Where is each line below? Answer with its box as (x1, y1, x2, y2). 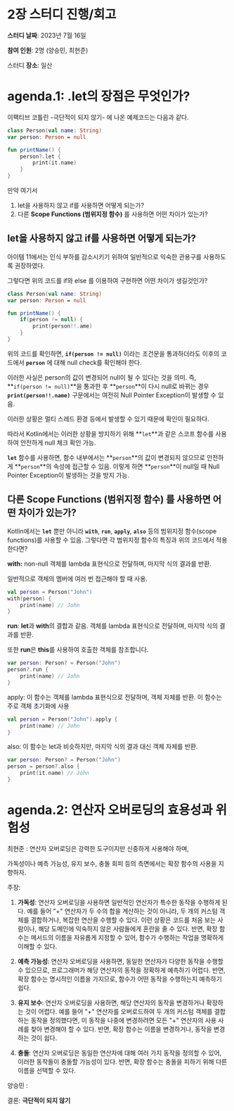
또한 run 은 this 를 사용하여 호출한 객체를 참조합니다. (7, 645, 149, 654)
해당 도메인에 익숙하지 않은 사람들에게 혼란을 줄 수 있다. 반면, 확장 (38, 924, 218, 933)
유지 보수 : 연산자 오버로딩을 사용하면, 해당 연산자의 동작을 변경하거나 (17, 998, 205, 1007)
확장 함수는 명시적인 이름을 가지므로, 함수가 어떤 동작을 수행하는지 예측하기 (17, 974, 223, 983)
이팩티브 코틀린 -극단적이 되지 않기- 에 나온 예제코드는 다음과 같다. (7, 113, 189, 121)
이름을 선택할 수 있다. (17, 1066, 76, 1074)
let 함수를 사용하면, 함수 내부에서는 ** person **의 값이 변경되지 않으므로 (7, 453, 206, 461)
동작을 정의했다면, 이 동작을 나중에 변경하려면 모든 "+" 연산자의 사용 (30, 1016, 216, 1024)
